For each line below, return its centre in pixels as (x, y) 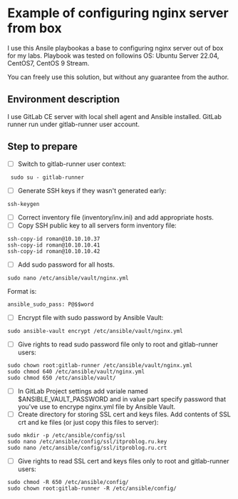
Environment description (63, 99)
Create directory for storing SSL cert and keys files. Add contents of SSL (124, 414)
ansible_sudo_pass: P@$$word (51, 304)
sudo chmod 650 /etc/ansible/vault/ (62, 378)
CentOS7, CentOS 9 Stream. (48, 63)
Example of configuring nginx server (118, 13)
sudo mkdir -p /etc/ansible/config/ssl (67, 436)
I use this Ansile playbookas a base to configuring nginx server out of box (115, 48)
